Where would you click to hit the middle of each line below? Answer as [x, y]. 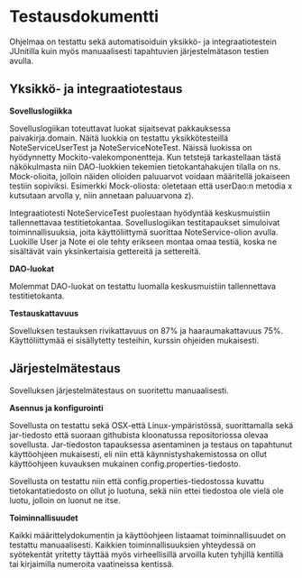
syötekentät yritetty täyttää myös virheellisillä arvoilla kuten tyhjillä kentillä [146, 554]
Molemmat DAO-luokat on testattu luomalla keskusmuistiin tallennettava [143, 286]
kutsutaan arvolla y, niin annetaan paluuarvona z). [102, 195]
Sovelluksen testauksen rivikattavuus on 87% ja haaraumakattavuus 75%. [146, 330]
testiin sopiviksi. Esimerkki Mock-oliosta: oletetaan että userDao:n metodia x [151, 186]
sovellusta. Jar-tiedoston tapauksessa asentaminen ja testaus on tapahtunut [151, 445]
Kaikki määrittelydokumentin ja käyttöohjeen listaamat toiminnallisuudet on [148, 535]
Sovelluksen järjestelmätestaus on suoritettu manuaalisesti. [119, 390]
